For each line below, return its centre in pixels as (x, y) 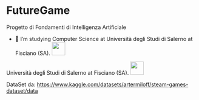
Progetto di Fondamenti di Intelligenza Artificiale (66, 27)
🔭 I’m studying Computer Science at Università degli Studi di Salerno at (104, 39)
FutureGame (38, 11)
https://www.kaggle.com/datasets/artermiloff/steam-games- (113, 84)
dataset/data (22, 90)
